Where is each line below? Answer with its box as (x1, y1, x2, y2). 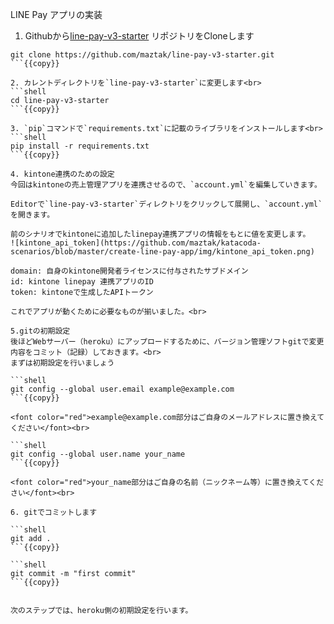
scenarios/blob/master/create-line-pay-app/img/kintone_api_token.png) (10, 247, 315, 257)
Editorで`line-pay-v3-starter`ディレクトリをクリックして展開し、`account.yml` (10, 199, 323, 209)
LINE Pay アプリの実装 (10, 9, 103, 20)
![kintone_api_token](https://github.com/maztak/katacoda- (10, 238, 262, 248)
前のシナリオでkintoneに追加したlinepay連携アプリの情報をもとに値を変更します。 (10, 229, 311, 239)
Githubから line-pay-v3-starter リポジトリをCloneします (24, 30, 255, 42)
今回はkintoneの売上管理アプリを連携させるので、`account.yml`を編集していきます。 (10, 180, 322, 190)
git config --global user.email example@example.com (10, 384, 235, 394)
